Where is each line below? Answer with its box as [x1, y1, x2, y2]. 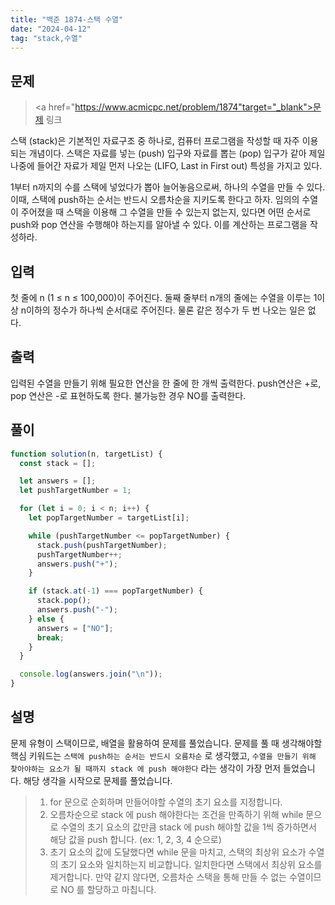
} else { [28, 614, 65, 624]
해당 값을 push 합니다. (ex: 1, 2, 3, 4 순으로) [49, 833, 222, 845]
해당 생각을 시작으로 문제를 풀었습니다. [23, 774, 173, 786]
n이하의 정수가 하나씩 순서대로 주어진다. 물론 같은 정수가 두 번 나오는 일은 [20, 304, 306, 316]
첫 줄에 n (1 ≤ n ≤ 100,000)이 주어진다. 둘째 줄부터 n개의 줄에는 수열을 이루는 [10, 292, 312, 303]
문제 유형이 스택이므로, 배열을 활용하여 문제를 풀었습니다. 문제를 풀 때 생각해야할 [10, 737, 323, 749]
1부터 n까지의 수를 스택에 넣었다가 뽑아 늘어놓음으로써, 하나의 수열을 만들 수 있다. [10, 181, 326, 193]
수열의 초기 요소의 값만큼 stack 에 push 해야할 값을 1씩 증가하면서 [60, 821, 317, 833]
